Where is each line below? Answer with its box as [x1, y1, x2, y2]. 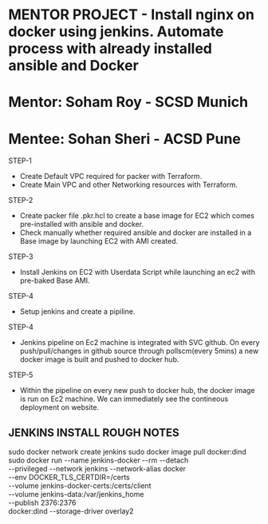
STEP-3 [8, 252, 33, 261]
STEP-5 [8, 370, 33, 380]
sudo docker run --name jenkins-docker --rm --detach [8, 455, 189, 465]
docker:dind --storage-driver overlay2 [8, 506, 134, 516]
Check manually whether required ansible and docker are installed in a [19, 228, 252, 237]
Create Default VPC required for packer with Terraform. [19, 172, 203, 181]
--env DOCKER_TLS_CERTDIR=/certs [8, 473, 130, 482]
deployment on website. [19, 403, 100, 412]
